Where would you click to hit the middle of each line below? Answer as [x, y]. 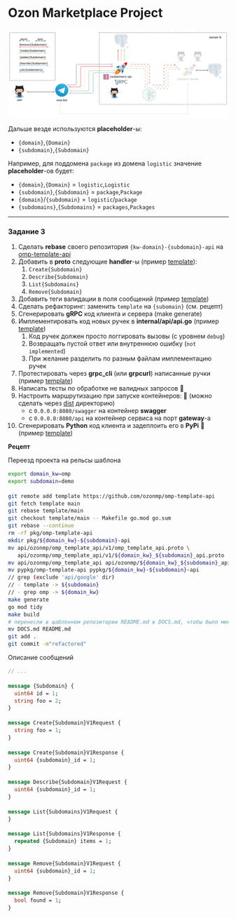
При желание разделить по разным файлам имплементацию [120, 358]
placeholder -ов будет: [41, 170]
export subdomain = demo [41, 481]
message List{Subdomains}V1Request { [63, 811]
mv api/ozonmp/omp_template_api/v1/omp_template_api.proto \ [99, 548]
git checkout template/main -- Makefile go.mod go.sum [90, 518]
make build [24, 614]
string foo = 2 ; [38, 701]
